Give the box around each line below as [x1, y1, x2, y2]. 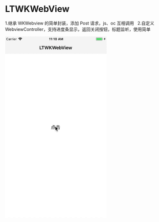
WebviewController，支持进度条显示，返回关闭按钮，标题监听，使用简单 [5, 26, 151, 32]
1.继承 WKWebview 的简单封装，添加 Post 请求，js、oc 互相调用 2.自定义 [5, 20, 155, 26]
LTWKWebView [5, 3, 70, 15]
